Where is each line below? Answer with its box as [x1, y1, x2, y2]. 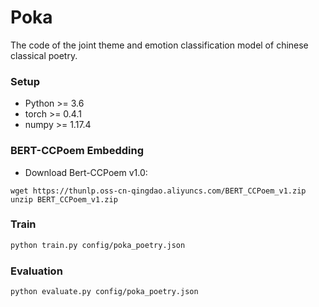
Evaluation [10, 264, 63, 278]
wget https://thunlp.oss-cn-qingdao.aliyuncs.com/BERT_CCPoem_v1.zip [10, 186, 307, 196]
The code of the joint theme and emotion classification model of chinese [10, 39, 309, 51]
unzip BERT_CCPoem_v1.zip [10, 194, 118, 205]
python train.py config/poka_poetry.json [10, 240, 186, 250]
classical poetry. [10, 49, 78, 61]
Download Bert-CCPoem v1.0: [24, 166, 148, 178]
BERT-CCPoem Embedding [10, 144, 144, 158]
